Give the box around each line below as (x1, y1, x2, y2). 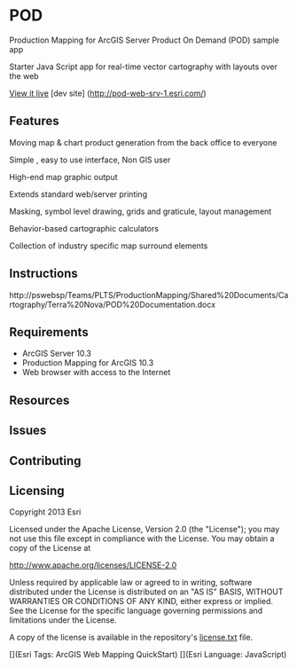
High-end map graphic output (9, 171, 118, 182)
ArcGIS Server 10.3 (21, 348, 91, 359)
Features (9, 114, 59, 129)
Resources (9, 392, 70, 408)
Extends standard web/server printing (9, 188, 148, 200)
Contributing (9, 453, 82, 468)
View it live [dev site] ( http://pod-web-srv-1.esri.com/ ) (9, 88, 207, 98)
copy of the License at (9, 543, 91, 554)
